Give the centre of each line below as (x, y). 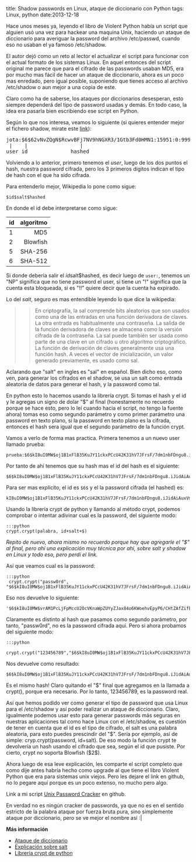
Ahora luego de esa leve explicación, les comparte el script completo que (94, 764)
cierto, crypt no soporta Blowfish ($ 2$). (54, 753)
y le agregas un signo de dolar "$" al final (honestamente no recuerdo (90, 402)
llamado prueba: (26, 444)
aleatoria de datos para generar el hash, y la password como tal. (83, 384)
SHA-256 (34, 251)
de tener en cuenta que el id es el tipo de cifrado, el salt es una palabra (92, 728)
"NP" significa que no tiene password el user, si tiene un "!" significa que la (96, 282)
